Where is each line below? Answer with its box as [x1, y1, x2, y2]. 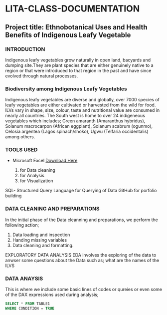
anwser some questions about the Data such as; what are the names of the [5, 257, 160, 263]
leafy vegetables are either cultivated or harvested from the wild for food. [5, 102, 156, 108]
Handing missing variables [12, 237, 67, 243]
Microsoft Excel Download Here [12, 158, 78, 164]
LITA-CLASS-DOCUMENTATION [5, 3, 140, 14]
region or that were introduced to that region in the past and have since [5, 67, 152, 73]
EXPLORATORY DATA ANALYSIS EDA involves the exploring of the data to [5, 252, 157, 258]
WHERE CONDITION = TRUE [5, 306, 55, 311]
